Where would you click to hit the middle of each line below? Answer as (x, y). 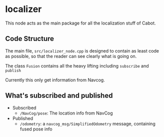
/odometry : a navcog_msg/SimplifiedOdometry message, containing (88, 123)
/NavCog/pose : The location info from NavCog (66, 113)
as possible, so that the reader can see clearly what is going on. (71, 56)
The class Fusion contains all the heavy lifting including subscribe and (77, 65)
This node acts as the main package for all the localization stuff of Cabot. (80, 23)
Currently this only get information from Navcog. (55, 80)
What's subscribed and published (59, 96)
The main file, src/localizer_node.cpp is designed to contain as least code (82, 50)
